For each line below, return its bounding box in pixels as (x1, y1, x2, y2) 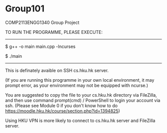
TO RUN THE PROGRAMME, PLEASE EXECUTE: (5, 29, 103, 35)
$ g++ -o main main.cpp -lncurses (5, 43, 76, 49)
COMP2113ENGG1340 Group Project (5, 19, 80, 25)
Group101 (5, 3, 45, 14)
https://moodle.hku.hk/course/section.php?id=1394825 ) (5, 108, 120, 114)
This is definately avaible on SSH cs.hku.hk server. (5, 67, 109, 73)
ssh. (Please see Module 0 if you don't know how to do (5, 103, 118, 109)
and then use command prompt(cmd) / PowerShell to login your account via (5, 97, 161, 103)
